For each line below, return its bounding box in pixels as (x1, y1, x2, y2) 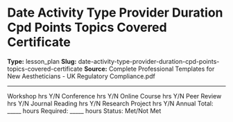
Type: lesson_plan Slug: (7, 57, 77, 65)
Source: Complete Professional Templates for (84, 64, 215, 73)
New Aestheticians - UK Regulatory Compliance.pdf (7, 71, 156, 80)
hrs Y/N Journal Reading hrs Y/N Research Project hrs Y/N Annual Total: (7, 99, 214, 107)
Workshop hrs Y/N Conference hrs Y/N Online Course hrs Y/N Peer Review (7, 91, 222, 100)
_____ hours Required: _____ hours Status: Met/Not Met (7, 106, 162, 115)
